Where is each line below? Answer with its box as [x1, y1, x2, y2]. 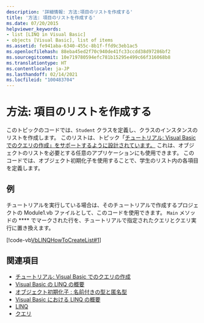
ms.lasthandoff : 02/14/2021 [6, 71, 78, 77]
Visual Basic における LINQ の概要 [15, 296, 101, 303]
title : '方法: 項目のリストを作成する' [6, 15, 96, 21]
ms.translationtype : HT [6, 60, 67, 66]
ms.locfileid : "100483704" [6, 77, 75, 83]
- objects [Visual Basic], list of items [6, 37, 114, 43]
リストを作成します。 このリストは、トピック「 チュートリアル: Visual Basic [6, 134, 197, 141]
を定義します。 [6, 165, 44, 172]
